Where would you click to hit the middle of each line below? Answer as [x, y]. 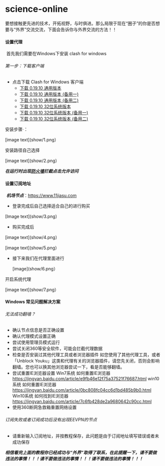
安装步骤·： [17, 130]
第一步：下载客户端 [25, 66]
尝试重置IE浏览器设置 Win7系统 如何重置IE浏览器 [61, 373]
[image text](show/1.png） [32, 140]
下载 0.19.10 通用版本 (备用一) [49, 94]
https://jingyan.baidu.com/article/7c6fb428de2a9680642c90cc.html [82, 401]
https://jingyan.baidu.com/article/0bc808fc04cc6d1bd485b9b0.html [82, 390]
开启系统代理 [18, 279]
